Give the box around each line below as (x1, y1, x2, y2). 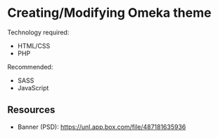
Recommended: (7, 62, 53, 71)
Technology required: (7, 28, 70, 36)
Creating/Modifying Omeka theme (7, 5, 212, 21)
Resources (7, 104, 56, 116)
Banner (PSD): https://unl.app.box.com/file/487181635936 (17, 123, 186, 131)
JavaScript (17, 83, 49, 92)
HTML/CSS (17, 41, 51, 50)
